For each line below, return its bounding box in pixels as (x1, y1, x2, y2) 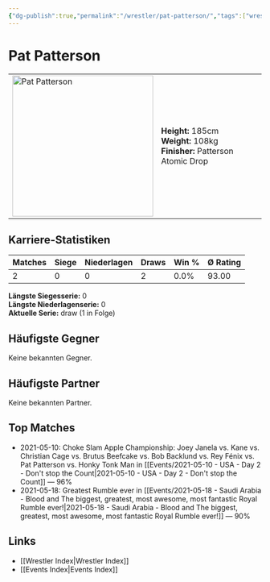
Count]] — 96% (19, 476, 72, 486)
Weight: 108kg (161, 135, 219, 146)
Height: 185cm (161, 125, 219, 136)
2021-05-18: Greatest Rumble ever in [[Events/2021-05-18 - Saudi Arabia (19, 485, 262, 495)
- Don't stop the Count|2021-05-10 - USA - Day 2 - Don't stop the (19, 468, 238, 478)
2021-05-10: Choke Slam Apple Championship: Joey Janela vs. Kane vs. (19, 443, 260, 452)
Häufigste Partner (8, 376, 100, 390)
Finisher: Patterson (161, 145, 234, 156)
